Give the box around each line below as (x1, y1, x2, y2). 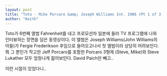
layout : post (5, 7, 32, 12)
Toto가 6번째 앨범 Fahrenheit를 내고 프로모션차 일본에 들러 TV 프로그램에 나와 (5, 31, 157, 37)
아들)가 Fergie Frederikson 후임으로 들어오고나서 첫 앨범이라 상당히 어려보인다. (5, 43, 159, 49)
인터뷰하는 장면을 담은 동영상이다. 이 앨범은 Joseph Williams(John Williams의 (5, 37, 158, 42)
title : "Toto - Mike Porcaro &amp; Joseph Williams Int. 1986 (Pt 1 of (5, 12, 157, 17)
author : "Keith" (5, 16, 39, 21)
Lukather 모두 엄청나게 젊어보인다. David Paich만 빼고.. (5, 55, 114, 61)
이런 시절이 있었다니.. (5, 66, 46, 72)
